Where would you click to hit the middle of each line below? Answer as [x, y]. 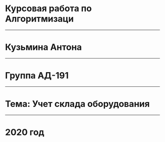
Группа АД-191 [37, 76]
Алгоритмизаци [40, 19]
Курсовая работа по [48, 9]
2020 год [25, 132]
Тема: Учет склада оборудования [77, 104]
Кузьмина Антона [43, 47]
